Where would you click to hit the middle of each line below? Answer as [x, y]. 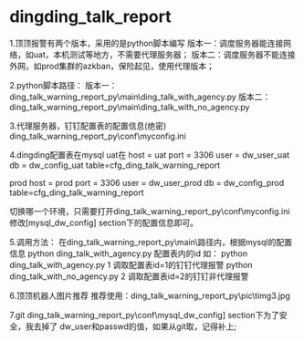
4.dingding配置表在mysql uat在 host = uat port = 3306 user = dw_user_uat [150, 155]
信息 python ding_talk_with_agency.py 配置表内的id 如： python [129, 253]
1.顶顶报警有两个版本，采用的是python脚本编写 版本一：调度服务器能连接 [147, 43]
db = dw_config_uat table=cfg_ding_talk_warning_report [115, 165]
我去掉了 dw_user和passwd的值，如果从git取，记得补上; [131, 326]
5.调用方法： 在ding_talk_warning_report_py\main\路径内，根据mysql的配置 [151, 242]
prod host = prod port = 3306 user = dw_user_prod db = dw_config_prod [147, 182]
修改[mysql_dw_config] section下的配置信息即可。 [104, 222]
